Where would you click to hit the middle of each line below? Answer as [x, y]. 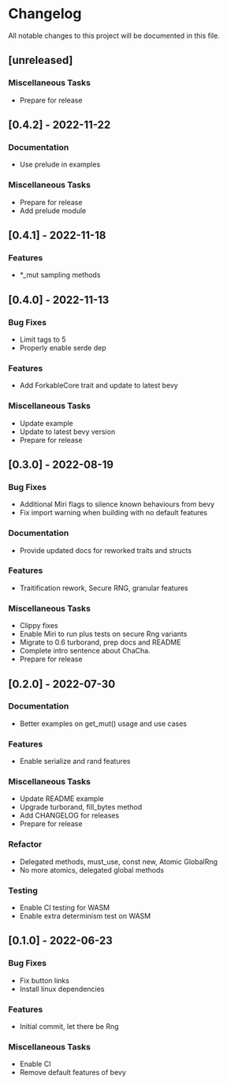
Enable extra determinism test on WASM [85, 916]
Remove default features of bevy [73, 1072]
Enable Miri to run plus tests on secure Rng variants [103, 634]
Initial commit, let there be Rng [69, 1027]
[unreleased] [41, 60]
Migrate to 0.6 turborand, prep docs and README [100, 642]
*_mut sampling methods [60, 275]
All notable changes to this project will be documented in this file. [114, 36]
